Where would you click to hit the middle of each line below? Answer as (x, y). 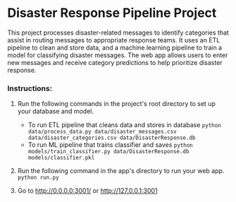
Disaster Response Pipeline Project (112, 13)
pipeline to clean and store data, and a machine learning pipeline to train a (115, 47)
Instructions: (30, 88)
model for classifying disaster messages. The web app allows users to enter (118, 55)
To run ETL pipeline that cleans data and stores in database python (125, 125)
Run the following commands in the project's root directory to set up (117, 104)
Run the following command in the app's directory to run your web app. (121, 171)
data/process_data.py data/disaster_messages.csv (103, 132)
